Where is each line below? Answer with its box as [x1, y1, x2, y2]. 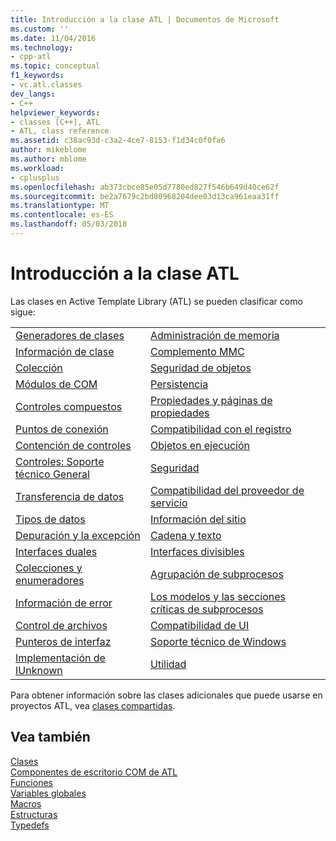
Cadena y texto [150, 528, 222, 542]
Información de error [15, 596, 113, 610]
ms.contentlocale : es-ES [10, 210, 114, 220]
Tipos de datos [15, 512, 86, 526]
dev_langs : [10, 89, 56, 99]
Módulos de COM [15, 377, 98, 391]
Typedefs [10, 819, 50, 831]
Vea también [10, 729, 91, 746]
